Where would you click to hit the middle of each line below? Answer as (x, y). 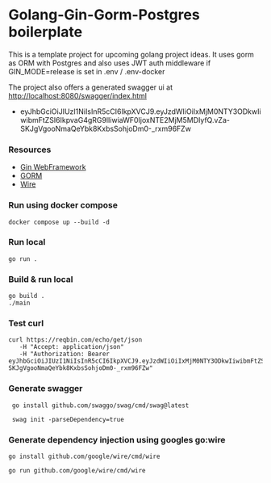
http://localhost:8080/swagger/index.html (78, 95)
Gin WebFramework (53, 167)
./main (19, 303)
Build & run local (41, 279)
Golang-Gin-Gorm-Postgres (104, 15)
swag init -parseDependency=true (68, 419)
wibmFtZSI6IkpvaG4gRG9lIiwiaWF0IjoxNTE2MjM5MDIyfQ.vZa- (125, 120)
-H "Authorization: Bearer (65, 354)
